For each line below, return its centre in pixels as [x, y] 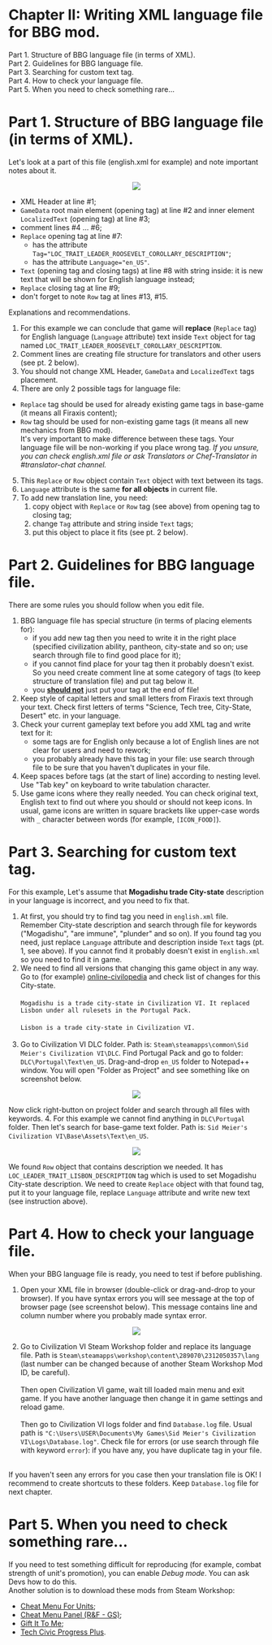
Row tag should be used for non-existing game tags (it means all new [134, 421]
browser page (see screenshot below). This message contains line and [138, 1307]
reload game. [42, 1407]
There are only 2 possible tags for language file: [100, 388]
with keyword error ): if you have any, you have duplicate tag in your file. [141, 1450]
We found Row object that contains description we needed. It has [116, 1166]
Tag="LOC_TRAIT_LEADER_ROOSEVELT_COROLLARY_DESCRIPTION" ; [132, 253]
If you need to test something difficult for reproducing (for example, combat [135, 1564]
